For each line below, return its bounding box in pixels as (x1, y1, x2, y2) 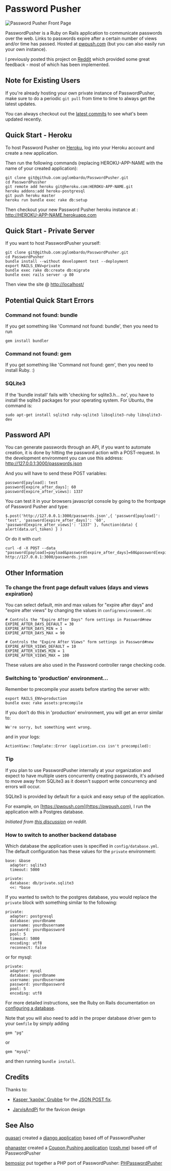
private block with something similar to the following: (5, 900, 118, 906)
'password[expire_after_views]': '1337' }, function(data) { (5, 522, 138, 528)
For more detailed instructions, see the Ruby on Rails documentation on (5, 1000, 155, 1006)
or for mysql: (5, 954, 32, 961)
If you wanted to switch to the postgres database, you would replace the (5, 894, 157, 900)
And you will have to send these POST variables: (5, 471, 107, 477)
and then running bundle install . (5, 1058, 76, 1064)
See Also (5, 1121, 34, 1130)
